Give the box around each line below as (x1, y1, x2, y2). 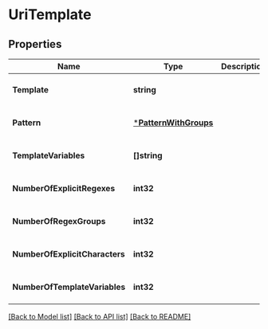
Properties (8, 37, 62, 51)
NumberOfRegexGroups (12, 216, 106, 226)
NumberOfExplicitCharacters (12, 249, 125, 260)
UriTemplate (8, 6, 92, 24)
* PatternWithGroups (132, 117, 214, 128)
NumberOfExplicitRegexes (12, 183, 116, 194)
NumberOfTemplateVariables (12, 281, 126, 292)
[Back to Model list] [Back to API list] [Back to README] (8, 312, 191, 321)
